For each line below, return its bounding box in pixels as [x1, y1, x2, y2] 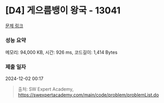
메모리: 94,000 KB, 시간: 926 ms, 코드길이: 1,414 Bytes [5, 49, 118, 55]
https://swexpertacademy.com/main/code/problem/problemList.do [17, 92, 159, 98]
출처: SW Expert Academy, [17, 86, 74, 92]
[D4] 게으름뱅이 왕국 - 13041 [5, 5, 121, 16]
